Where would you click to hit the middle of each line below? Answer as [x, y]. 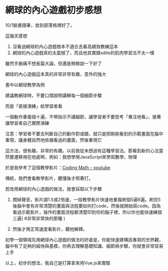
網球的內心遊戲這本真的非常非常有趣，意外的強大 [56, 74]
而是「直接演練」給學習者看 [34, 106]
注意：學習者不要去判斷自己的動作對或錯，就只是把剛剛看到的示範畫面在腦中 [84, 133]
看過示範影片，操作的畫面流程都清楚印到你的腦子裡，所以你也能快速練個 [87, 212]
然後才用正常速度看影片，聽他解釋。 [50, 229]
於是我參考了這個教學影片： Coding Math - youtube [58, 167]
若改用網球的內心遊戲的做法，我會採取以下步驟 [53, 189]
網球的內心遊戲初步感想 [54, 10]
